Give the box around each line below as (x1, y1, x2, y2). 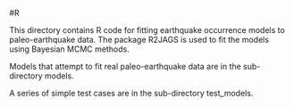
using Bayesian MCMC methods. (9, 44, 130, 54)
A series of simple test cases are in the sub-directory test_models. (9, 88, 254, 98)
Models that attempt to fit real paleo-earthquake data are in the (9, 62, 241, 71)
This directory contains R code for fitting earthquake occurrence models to (9, 25, 286, 35)
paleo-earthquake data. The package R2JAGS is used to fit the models (9, 35, 270, 45)
